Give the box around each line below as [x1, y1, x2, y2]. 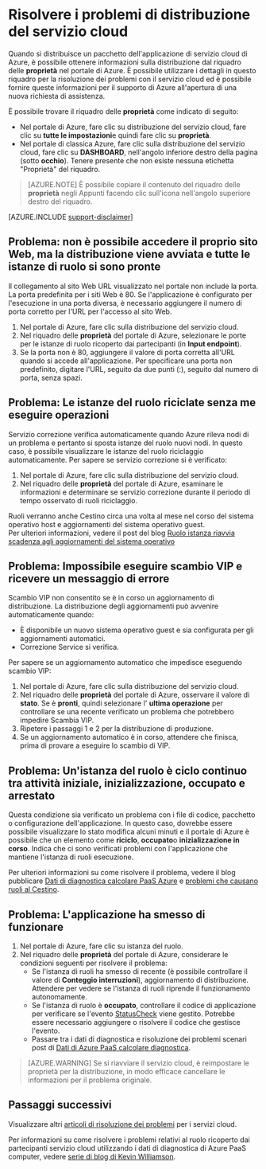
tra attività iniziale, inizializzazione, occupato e [8, 776, 245, 790]
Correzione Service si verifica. [19, 643, 119, 652]
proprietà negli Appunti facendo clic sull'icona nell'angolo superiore [27, 188, 251, 197]
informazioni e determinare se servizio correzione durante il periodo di [19, 487, 251, 497]
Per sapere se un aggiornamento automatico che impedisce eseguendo [8, 658, 242, 667]
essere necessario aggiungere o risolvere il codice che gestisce [31, 1018, 241, 1026]
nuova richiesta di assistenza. [8, 91, 106, 100]
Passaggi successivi [8, 1098, 113, 1112]
